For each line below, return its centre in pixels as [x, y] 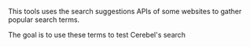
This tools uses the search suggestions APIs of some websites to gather [125, 11]
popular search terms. [44, 20]
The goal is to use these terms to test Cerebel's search [97, 35]
